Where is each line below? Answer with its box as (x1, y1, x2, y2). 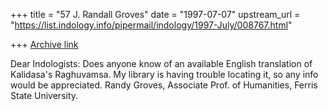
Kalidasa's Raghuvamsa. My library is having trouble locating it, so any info (10, 69, 319, 80)
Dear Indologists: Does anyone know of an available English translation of (10, 58, 313, 69)
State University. (10, 90, 79, 101)
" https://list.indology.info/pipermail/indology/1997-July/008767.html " (10, 19, 293, 31)
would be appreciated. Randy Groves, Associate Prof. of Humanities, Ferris (10, 79, 318, 91)
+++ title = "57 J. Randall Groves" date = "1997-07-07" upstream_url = (10, 9, 301, 20)
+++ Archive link (10, 39, 79, 50)
